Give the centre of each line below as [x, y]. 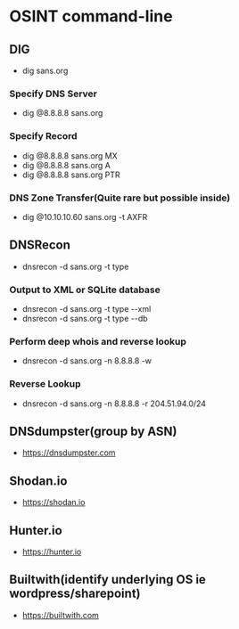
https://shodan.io [54, 502]
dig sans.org [45, 70]
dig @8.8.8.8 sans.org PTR [71, 175]
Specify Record [43, 136]
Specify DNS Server [54, 94]
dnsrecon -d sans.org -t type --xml [87, 309]
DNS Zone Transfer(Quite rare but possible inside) [120, 198]
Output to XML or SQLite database [85, 290]
